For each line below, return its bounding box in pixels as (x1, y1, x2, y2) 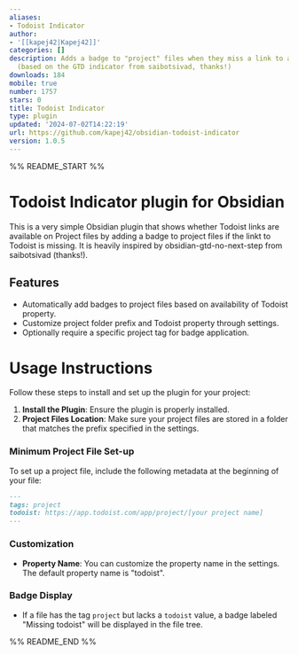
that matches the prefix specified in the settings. (21, 423, 200, 434)
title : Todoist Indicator (9, 104, 105, 113)
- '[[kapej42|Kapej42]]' (9, 37, 101, 47)
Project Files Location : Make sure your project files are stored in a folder (21, 414, 288, 425)
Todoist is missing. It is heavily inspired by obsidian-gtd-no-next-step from (9, 240, 283, 251)
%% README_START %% (9, 160, 105, 171)
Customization (9, 538, 74, 550)
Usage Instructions (9, 358, 153, 378)
